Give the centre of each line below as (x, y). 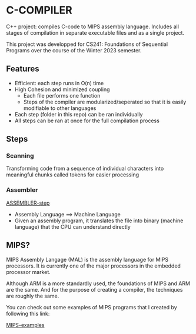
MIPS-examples (25, 325)
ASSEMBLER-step (28, 203)
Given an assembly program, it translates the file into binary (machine (99, 221)
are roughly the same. (33, 296)
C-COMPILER (39, 10)
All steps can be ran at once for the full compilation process (87, 121)
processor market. (29, 272)
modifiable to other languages (60, 108)
